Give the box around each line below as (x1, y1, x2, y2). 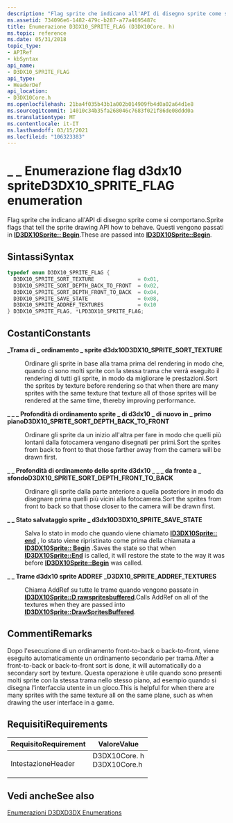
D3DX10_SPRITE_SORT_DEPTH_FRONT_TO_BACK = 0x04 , (13, 288, 159, 296)
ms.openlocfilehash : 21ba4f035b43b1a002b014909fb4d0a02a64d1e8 (7, 101, 194, 108)
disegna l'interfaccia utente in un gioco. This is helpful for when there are (7, 683, 215, 691)
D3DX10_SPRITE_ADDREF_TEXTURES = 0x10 (13, 301, 157, 308)
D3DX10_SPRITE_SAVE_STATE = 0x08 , (13, 295, 159, 302)
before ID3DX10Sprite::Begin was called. (24, 558, 144, 567)
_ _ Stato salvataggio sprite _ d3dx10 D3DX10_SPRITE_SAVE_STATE (7, 515, 202, 524)
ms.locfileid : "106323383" (7, 133, 85, 140)
